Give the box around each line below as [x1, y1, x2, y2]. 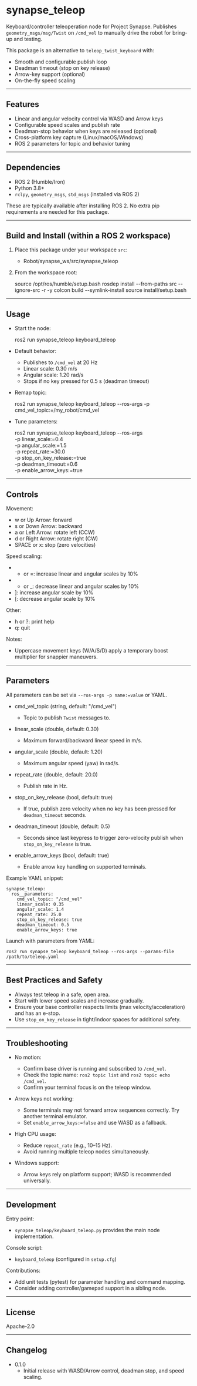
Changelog [6, 1345, 47, 1355]
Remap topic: [14, 389, 47, 396]
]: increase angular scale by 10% [14, 589, 94, 596]
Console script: [6, 1244, 43, 1252]
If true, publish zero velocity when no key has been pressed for [23, 805, 176, 812]
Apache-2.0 [6, 1323, 35, 1330]
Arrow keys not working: [14, 1095, 74, 1102]
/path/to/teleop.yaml [6, 954, 59, 960]
